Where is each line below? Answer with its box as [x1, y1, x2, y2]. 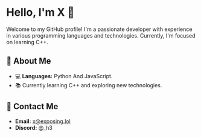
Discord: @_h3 [14, 124, 53, 131]
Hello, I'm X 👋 [6, 5, 75, 19]
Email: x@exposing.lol [14, 118, 71, 125]
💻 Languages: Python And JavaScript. [14, 72, 113, 79]
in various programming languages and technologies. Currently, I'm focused [6, 32, 196, 39]
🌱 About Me [6, 56, 51, 66]
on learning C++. [6, 38, 48, 45]
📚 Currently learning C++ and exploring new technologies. [14, 81, 162, 89]
